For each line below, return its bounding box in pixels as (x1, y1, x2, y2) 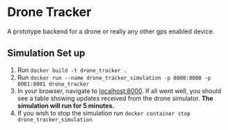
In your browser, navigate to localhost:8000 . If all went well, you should (17, 86, 222, 95)
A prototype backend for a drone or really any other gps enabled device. (7, 27, 215, 35)
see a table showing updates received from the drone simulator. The (17, 94, 213, 102)
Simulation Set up (7, 47, 85, 59)
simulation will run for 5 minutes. (17, 101, 115, 110)
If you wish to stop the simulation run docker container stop (17, 108, 191, 117)
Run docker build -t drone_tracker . (17, 65, 127, 74)
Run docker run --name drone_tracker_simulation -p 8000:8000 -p (17, 73, 211, 81)
